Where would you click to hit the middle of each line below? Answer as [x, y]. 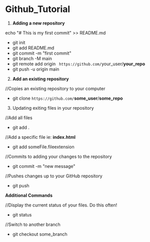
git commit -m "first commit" [42, 53]
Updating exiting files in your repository [53, 108]
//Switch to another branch [33, 224]
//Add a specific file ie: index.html [40, 137]
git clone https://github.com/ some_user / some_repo [68, 98]
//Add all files [19, 117]
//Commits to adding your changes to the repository [59, 156]
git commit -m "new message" [44, 166]
